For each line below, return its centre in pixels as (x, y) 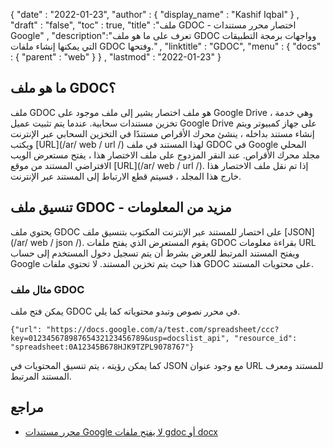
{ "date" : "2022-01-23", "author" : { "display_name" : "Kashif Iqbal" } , (155, 14)
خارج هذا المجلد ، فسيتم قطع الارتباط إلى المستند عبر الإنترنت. (126, 176)
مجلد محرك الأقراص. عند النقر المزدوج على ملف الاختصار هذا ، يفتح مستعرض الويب (165, 155)
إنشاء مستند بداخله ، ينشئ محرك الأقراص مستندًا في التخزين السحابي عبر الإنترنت (162, 133)
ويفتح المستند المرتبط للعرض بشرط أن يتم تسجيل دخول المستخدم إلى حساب (155, 253)
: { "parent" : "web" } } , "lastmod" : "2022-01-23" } (116, 57)
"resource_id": (265, 338)
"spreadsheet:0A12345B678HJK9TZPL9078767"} (102, 347)
